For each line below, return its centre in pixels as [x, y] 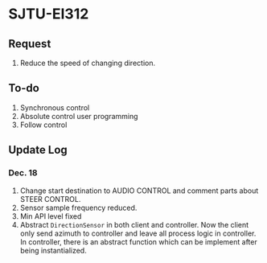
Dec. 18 [23, 173]
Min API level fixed [51, 216]
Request [30, 44]
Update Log [38, 150]
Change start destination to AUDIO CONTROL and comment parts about [139, 191]
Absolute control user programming [79, 116]
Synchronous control [55, 107]
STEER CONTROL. [50, 199]
